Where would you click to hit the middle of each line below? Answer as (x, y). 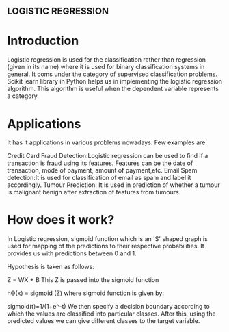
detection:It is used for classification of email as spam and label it (99, 178)
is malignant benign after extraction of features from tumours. (94, 192)
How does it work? (61, 220)
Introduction (43, 41)
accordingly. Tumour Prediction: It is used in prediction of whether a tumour (113, 185)
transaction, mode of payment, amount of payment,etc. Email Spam (102, 170)
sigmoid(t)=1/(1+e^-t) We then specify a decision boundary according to (109, 307)
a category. (23, 96)
